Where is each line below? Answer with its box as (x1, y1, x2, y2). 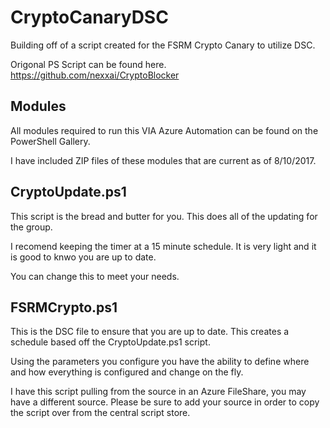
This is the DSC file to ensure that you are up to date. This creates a (10, 326, 290, 338)
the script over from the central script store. (10, 407, 191, 419)
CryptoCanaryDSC (10, 6, 169, 29)
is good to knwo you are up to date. (10, 251, 157, 263)
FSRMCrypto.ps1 (10, 299, 118, 316)
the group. (10, 221, 53, 233)
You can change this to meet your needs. (10, 270, 180, 282)
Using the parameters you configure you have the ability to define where (10, 356, 310, 368)
